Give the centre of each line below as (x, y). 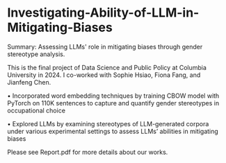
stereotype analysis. (36, 54)
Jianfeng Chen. (29, 82)
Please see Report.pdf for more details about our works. (88, 152)
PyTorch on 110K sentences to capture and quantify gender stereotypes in (113, 103)
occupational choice (37, 110)
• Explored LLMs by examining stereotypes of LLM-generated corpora (108, 123)
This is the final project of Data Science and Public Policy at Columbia (107, 67)
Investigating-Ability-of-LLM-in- (103, 13)
